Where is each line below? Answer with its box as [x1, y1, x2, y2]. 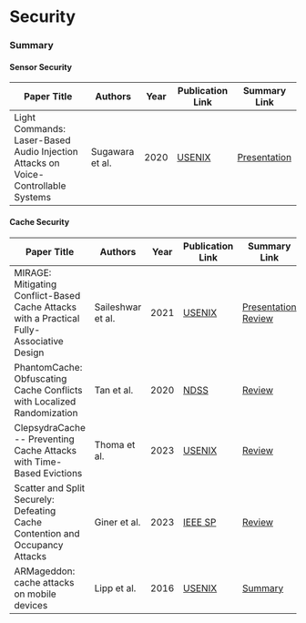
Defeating [14, 504, 56, 516]
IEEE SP [183, 516, 217, 528]
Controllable [14, 179, 66, 192]
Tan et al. [94, 383, 134, 396]
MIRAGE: [14, 266, 52, 279]
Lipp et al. [94, 581, 137, 594]
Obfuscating [14, 372, 67, 384]
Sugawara [90, 146, 135, 158]
